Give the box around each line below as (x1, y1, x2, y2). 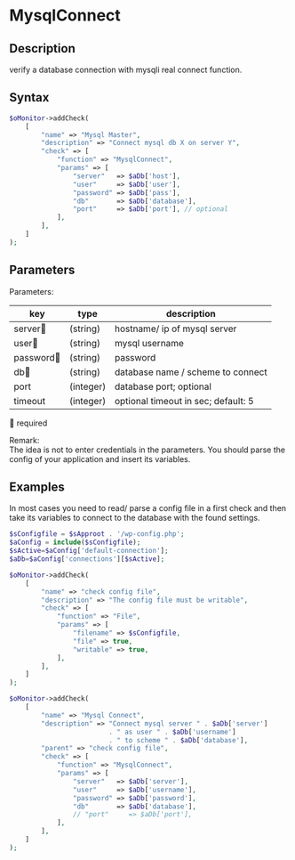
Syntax (9, 90, 50, 105)
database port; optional (114, 380, 211, 393)
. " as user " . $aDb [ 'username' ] (108, 727, 237, 736)
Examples (9, 480, 65, 495)
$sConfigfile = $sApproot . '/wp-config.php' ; (9, 530, 185, 539)
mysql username (114, 337, 185, 349)
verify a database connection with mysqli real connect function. (9, 64, 243, 75)
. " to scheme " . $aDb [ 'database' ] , (108, 735, 249, 744)
